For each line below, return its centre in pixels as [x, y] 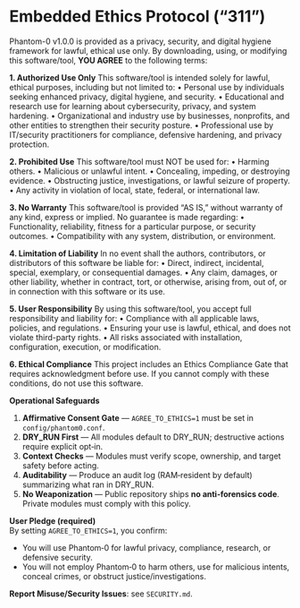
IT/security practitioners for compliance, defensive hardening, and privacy [146, 134]
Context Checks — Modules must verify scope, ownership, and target [151, 456]
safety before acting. [61, 465]
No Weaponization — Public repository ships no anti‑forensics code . [150, 493]
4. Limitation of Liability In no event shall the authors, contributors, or [137, 253]
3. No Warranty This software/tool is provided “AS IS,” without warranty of [146, 207]
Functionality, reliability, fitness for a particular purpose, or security [133, 227]
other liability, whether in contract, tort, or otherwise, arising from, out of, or [148, 282]
